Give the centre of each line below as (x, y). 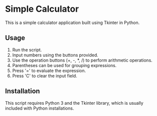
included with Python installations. (40, 108)
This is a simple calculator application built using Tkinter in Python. (72, 23)
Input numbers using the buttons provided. (55, 55)
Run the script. (27, 49)
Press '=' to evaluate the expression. (49, 70)
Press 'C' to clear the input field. (45, 76)
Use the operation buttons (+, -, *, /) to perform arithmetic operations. (82, 60)
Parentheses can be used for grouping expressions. (64, 65)
